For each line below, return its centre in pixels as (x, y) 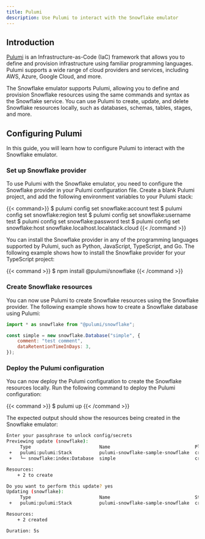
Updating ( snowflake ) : (35, 492)
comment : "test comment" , (50, 341)
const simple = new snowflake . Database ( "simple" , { (73, 335)
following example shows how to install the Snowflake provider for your (96, 253)
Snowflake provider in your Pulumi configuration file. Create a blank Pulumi (101, 190)
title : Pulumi (24, 12)
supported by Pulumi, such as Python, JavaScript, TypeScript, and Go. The (100, 246)
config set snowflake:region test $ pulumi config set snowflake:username (99, 215)
